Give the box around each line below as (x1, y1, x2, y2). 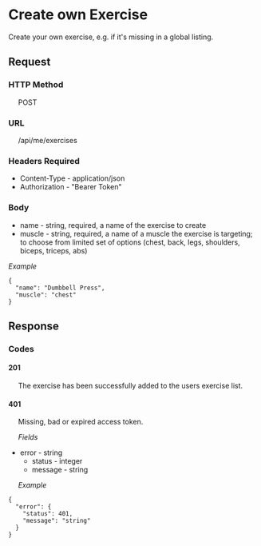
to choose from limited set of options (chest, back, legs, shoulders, (19, 237, 241, 247)
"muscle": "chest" (15, 290, 77, 299)
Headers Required (8, 155, 80, 166)
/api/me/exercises (18, 135, 77, 145)
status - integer (31, 456, 83, 466)
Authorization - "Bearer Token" (19, 182, 122, 192)
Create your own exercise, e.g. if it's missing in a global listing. (8, 32, 214, 42)
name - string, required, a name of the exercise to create (19, 220, 207, 229)
